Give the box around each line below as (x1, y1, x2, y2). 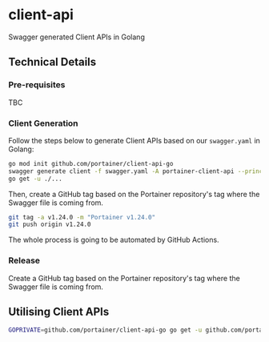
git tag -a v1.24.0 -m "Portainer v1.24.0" (8, 213, 156, 221)
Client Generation (8, 118, 78, 129)
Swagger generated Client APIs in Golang (8, 32, 146, 42)
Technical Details (8, 55, 97, 69)
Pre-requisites (8, 79, 66, 91)
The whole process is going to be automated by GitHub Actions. (8, 235, 219, 245)
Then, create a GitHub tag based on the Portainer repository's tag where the (8, 189, 260, 199)
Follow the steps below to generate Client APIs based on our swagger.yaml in (8, 135, 260, 145)
